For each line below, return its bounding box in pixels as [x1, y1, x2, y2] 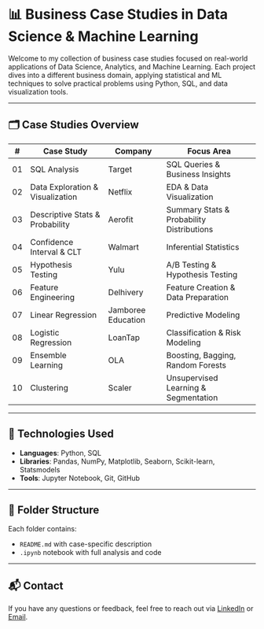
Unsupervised [166, 372, 218, 383]
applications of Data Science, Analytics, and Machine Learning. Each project [8, 61, 256, 71]
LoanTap [108, 331, 140, 342]
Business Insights [166, 168, 232, 179]
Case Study [42, 146, 88, 157]
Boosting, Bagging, [166, 350, 236, 361]
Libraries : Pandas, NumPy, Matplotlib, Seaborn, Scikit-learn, [19, 457, 215, 466]
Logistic [30, 327, 60, 338]
